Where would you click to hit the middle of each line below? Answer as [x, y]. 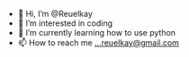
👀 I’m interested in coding [65, 23]
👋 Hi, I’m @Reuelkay [55, 14]
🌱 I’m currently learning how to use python [97, 33]
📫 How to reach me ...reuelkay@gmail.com [99, 43]
